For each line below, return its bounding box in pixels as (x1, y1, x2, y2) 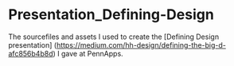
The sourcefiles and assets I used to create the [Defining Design (8, 32, 220, 41)
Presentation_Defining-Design (8, 6, 215, 24)
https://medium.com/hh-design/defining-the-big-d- (56, 40, 227, 49)
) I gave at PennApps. (53, 49, 123, 58)
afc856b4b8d (8, 49, 53, 58)
